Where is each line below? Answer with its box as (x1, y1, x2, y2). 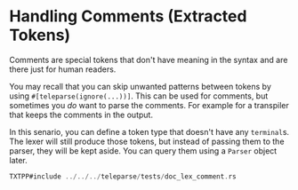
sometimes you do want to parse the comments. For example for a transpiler (9, 99, 289, 110)
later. (9, 154, 28, 165)
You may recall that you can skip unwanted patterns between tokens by (9, 81, 271, 91)
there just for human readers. (9, 64, 117, 75)
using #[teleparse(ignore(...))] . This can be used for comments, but (9, 91, 269, 101)
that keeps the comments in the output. (9, 109, 154, 120)
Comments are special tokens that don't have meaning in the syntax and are (9, 54, 288, 65)
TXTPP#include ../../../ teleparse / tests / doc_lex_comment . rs (9, 171, 238, 181)
